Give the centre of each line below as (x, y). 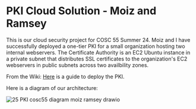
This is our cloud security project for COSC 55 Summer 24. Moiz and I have (98, 40)
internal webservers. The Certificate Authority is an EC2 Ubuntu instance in (98, 52)
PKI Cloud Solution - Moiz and (81, 11)
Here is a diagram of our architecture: (52, 88)
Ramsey (26, 23)
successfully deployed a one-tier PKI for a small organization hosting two (96, 46)
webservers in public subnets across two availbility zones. (78, 65)
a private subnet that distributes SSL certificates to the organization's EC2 (97, 59)
